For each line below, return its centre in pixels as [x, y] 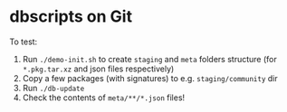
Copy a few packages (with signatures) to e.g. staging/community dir [150, 78]
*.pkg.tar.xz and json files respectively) [98, 69]
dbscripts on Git [71, 17]
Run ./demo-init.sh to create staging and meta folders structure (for [150, 59]
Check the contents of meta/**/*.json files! [104, 98]
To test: [24, 42]
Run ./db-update [53, 88]
